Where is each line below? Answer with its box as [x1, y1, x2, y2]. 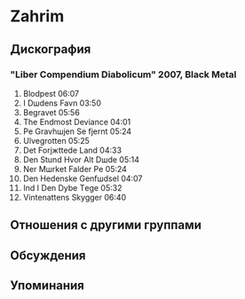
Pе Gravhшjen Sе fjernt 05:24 [22, 126, 132, 137]
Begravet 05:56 [22, 106, 81, 117]
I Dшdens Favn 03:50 [22, 98, 101, 108]
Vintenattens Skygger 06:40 [22, 192, 127, 202]
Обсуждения [10, 248, 86, 263]
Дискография [10, 42, 91, 57]
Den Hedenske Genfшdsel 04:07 [22, 173, 143, 184]
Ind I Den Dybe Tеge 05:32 [22, 182, 122, 193]
